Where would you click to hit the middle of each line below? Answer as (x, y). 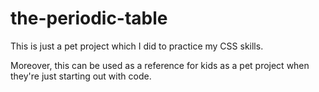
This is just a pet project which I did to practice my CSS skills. (137, 46)
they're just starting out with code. (81, 76)
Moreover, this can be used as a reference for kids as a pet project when (160, 65)
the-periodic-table (89, 18)
